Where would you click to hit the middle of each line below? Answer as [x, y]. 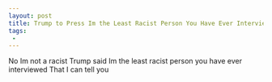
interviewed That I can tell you [59, 70]
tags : [17, 31]
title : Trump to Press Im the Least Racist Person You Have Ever [121, 23]
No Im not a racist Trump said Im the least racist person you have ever [125, 61]
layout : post [30, 16]
